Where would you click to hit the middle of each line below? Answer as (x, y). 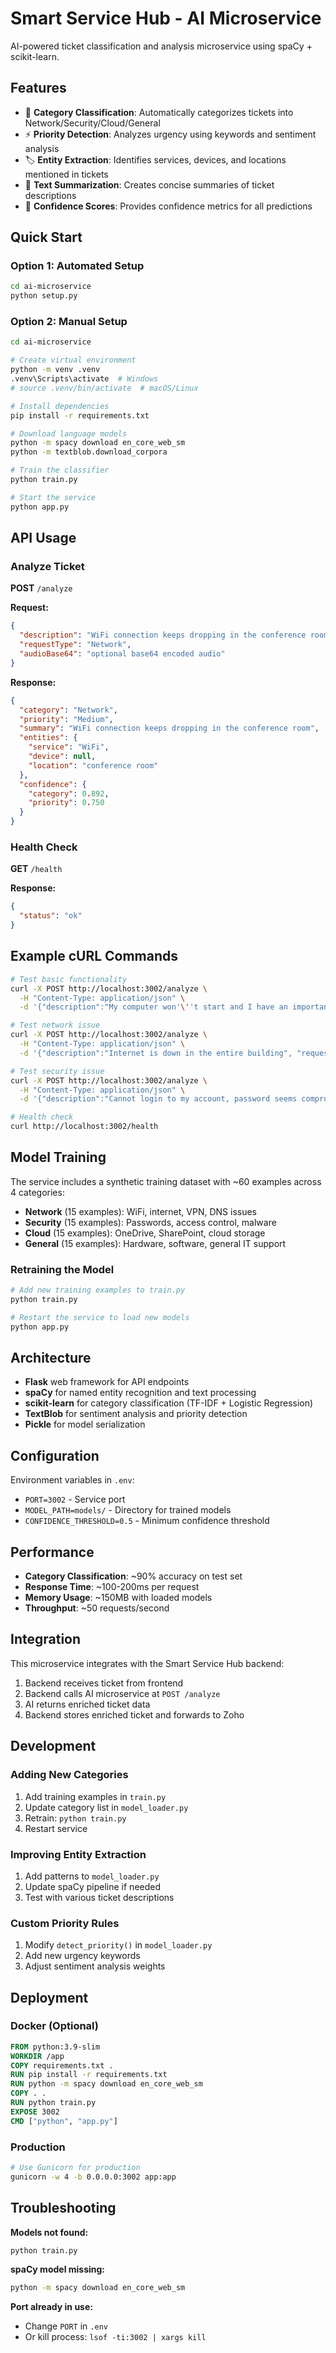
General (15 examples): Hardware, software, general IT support (155, 1243)
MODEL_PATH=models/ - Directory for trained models (128, 1510)
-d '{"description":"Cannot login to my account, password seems (158, 1099)
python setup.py (44, 296)
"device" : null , (62, 757)
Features (38, 88)
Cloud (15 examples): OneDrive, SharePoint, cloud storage (145, 1233)
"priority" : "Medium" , (66, 719)
